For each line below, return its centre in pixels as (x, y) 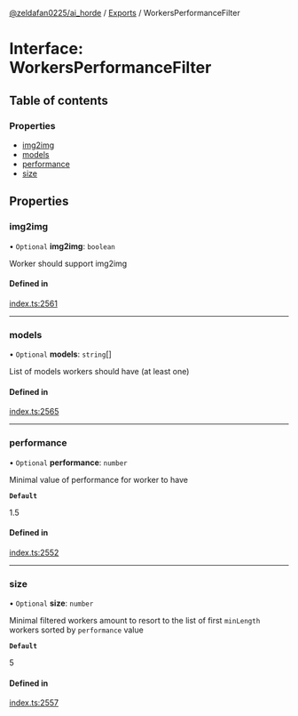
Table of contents (59, 100)
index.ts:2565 (34, 412)
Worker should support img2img (68, 263)
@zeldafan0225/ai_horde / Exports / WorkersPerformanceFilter (125, 13)
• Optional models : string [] (61, 354)
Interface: (47, 49)
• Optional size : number (51, 603)
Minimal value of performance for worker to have (99, 479)
